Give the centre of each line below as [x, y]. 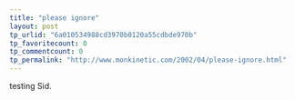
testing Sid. [31, 86]
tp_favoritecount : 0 [49, 43]
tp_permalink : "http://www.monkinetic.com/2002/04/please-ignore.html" [148, 60]
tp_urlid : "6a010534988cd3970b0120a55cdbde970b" [103, 35]
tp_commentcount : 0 [46, 52]
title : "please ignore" [55, 18]
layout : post [34, 26]
